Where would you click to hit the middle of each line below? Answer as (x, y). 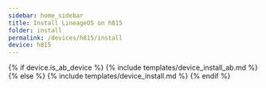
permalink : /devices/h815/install (66, 38)
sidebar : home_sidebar (46, 15)
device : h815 (30, 45)
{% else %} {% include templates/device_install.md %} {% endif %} (119, 76)
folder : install (35, 30)
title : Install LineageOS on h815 (66, 23)
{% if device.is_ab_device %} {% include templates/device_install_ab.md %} (133, 67)
